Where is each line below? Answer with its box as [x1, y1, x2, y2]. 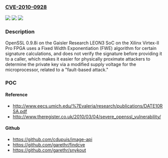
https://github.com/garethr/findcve [12, 141, 85, 147]
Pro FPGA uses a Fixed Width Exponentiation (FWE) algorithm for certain [5, 45, 157, 51]
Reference [5, 92, 28, 98]
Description [5, 28, 35, 35]
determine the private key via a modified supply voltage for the [5, 61, 137, 67]
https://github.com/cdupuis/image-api [12, 136, 93, 142]
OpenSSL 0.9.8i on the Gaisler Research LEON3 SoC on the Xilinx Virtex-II [5, 39, 159, 46]
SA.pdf [12, 108, 27, 114]
